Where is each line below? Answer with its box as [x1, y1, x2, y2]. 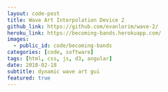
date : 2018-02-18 [7, 62, 57, 68]
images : [7, 36, 30, 43]
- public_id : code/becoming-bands [13, 42, 112, 49]
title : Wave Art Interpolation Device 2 [7, 17, 125, 24]
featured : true [7, 74, 51, 82]
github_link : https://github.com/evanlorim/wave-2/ [7, 23, 158, 30]
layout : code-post [7, 10, 60, 17]
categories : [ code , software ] [7, 49, 94, 56]
